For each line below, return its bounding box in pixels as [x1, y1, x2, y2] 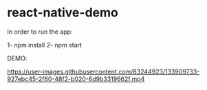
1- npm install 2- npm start [7, 41, 83, 49]
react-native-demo [7, 5, 118, 21]
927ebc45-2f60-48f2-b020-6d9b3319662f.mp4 [7, 74, 145, 83]
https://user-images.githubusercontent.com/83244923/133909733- [7, 67, 200, 76]
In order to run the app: [7, 27, 73, 36]
